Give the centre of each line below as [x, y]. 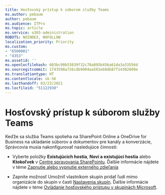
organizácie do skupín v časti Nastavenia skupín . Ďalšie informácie [80, 182]
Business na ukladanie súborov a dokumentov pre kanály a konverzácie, [79, 142]
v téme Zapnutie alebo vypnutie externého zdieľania [65, 167]
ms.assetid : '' [21, 60]
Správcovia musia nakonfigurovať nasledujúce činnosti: [61, 147]
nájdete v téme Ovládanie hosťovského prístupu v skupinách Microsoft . [85, 187]
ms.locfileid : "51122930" [32, 88]
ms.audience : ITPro [25, 24]
